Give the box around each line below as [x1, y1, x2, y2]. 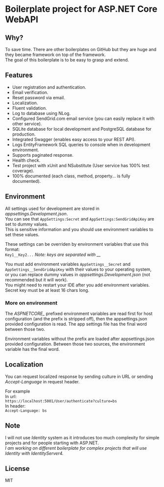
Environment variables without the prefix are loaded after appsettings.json [5, 336, 155, 342]
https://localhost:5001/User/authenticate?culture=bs [5, 399, 117, 403]
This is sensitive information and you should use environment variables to [5, 226, 153, 232]
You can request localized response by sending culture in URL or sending [5, 373, 153, 379]
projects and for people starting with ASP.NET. [5, 440, 99, 446]
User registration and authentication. [12, 84, 87, 90]
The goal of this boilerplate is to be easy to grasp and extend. [5, 57, 129, 62]
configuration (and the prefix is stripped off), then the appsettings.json [5, 315, 148, 321]
